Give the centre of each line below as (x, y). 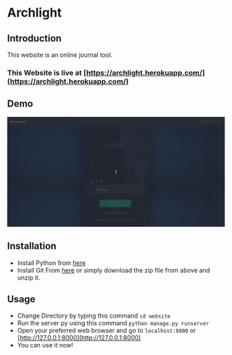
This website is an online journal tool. (60, 55)
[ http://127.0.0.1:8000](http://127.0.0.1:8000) (79, 338)
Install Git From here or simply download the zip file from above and (114, 270)
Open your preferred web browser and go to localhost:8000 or (106, 331)
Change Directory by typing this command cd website (94, 316)
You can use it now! (45, 345)
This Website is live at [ (47, 73)
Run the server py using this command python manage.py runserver (113, 323)
